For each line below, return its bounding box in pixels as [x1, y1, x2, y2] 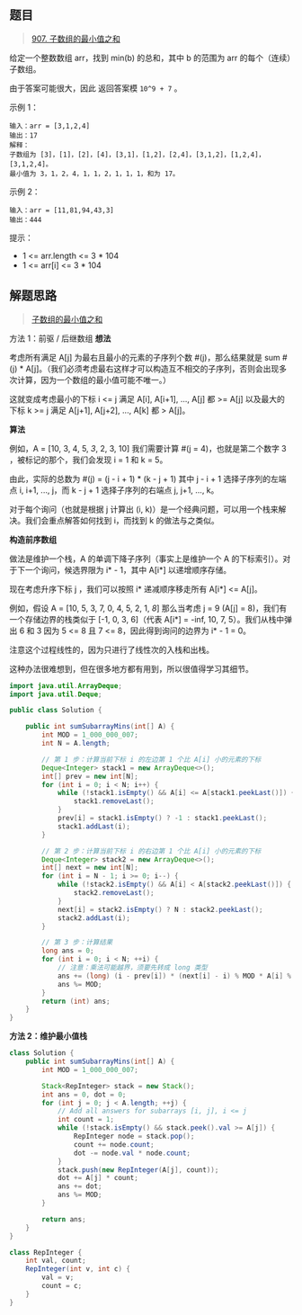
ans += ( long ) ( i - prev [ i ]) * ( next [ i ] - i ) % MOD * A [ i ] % [57, 971, 292, 980]
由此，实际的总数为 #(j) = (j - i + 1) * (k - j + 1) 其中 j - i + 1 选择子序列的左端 [9, 473, 287, 484]
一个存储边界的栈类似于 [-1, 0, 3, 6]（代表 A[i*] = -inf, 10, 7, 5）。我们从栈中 [9, 613, 285, 624]
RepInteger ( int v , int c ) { [25, 1265, 130, 1274]
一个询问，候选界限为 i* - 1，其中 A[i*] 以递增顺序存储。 [24, 564, 232, 575]
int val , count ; [25, 1257, 87, 1266]
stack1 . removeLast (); [73, 797, 155, 806]
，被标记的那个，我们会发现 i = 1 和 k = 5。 [9, 454, 168, 465]
